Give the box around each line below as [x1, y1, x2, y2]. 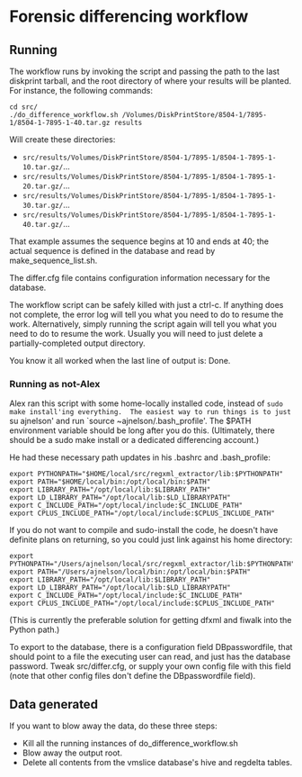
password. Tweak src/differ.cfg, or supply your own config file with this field [9, 661, 292, 672]
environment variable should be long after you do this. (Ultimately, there [9, 425, 276, 436]
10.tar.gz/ [22, 163, 64, 172]
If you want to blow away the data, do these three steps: [9, 720, 218, 731]
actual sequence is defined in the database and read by [9, 246, 216, 256]
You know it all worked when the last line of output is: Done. [9, 356, 231, 366]
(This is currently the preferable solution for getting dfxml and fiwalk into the [9, 615, 292, 626]
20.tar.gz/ [22, 182, 64, 191]
